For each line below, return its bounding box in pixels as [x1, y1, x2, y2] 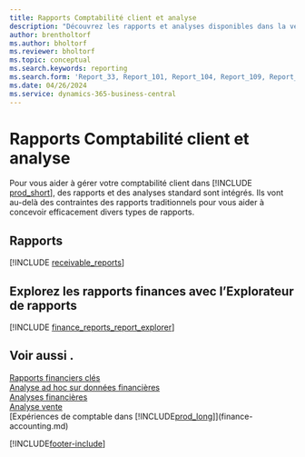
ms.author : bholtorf [9, 38, 88, 48]
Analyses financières [9, 392, 88, 402]
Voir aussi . [9, 348, 74, 363]
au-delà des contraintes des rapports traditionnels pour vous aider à [9, 197, 265, 208]
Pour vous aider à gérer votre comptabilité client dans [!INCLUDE [9, 178, 252, 189]
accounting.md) [9, 420, 69, 432]
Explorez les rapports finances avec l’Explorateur [9, 283, 294, 299]
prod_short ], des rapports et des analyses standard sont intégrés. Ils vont [9, 187, 284, 198]
